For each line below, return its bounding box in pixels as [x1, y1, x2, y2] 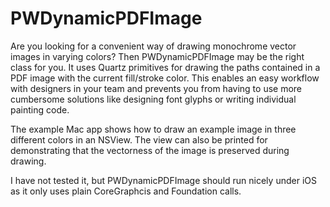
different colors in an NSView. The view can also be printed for [10, 133, 268, 146]
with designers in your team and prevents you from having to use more [10, 82, 303, 94]
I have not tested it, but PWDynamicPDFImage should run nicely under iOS [10, 174, 317, 186]
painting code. [10, 103, 70, 116]
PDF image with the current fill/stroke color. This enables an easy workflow [10, 72, 320, 84]
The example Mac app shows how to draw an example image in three [10, 123, 297, 135]
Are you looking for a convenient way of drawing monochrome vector [10, 40, 297, 52]
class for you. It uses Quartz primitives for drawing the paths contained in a [10, 61, 321, 73]
